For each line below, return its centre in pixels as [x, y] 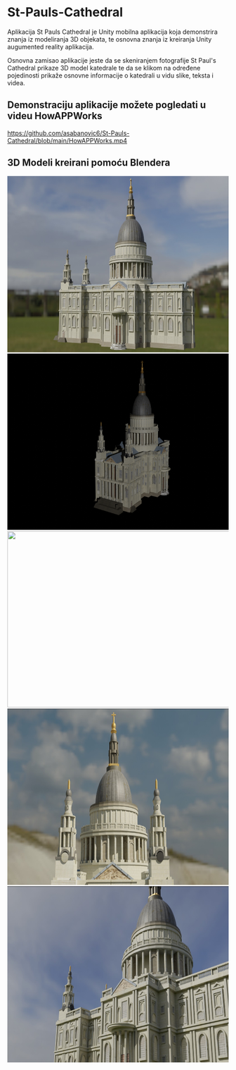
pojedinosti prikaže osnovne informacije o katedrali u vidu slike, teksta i [111, 75]
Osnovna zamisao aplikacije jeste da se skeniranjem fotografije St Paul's [112, 60]
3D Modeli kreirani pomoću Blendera [89, 163]
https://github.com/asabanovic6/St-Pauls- [68, 133]
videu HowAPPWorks [55, 116]
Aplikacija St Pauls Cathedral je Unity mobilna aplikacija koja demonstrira [112, 32]
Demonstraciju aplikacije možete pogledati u [107, 105]
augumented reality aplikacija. [51, 47]
